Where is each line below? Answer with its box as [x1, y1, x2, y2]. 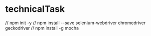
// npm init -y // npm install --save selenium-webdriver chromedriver [5, 20, 146, 26]
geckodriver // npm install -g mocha [5, 25, 79, 31]
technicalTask [5, 3, 65, 15]
